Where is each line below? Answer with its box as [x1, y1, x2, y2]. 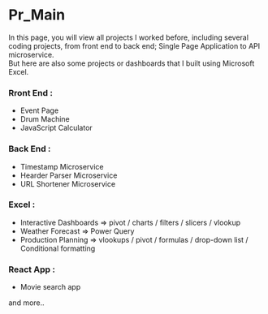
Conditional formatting [19, 243, 96, 253]
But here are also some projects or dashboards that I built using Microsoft [8, 58, 255, 68]
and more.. [8, 298, 45, 308]
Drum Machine [19, 114, 71, 124]
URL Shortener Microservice [19, 179, 116, 188]
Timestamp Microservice [19, 161, 104, 171]
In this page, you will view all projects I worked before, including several [8, 32, 249, 42]
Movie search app [19, 282, 81, 292]
